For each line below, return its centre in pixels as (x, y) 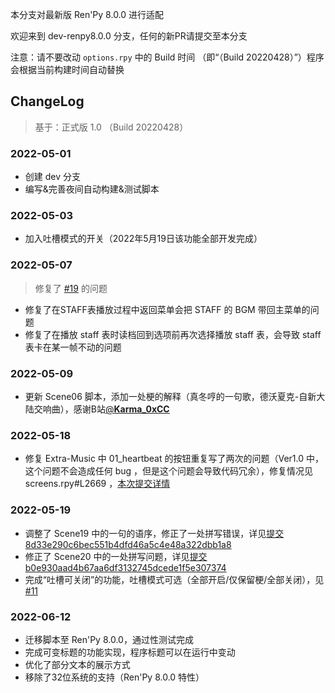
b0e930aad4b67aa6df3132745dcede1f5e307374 (125, 567)
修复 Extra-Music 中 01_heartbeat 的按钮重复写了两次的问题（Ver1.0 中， (174, 459)
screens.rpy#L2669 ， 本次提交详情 (97, 484)
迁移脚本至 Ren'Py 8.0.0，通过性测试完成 (109, 639)
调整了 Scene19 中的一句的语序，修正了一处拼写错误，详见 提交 (154, 533)
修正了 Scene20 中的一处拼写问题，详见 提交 (116, 556)
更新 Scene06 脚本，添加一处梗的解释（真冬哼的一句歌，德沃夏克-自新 (170, 396)
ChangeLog (47, 101)
